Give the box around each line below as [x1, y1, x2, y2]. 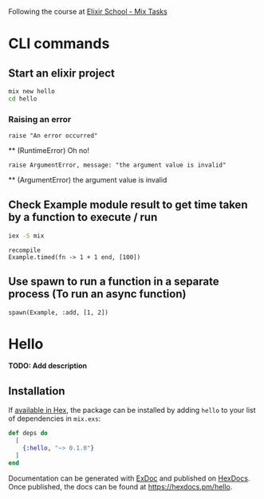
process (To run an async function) [8, 287, 187, 301]
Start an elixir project [8, 66, 116, 80]
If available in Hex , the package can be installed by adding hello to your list [8, 406, 257, 415]
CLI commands [8, 35, 110, 53]
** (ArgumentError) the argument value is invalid [8, 175, 167, 185]
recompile [8, 246, 41, 254]
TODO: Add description [8, 361, 88, 371]
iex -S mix [8, 231, 45, 240]
